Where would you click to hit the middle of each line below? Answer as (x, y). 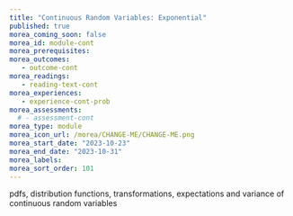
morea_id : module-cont (52, 43)
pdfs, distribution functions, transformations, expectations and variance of (147, 193)
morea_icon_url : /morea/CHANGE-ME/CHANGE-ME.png (102, 135)
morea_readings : (40, 76)
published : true (40, 26)
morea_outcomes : (40, 59)
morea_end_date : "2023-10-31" (66, 151)
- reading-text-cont (60, 85)
